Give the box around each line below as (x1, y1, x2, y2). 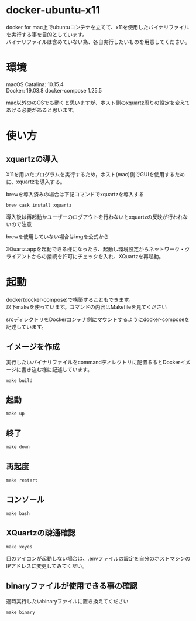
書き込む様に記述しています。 (21, 366, 92, 373)
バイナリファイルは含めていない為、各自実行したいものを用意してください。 (6, 38, 190, 45)
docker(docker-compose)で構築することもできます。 (6, 296, 134, 303)
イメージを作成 (6, 342, 60, 352)
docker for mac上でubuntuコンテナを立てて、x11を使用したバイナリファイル (6, 23, 190, 30)
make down (6, 444, 30, 450)
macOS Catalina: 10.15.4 (6, 80, 64, 88)
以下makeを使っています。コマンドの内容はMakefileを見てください (6, 303, 167, 310)
